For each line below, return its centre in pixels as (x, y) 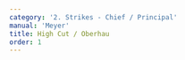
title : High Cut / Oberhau (59, 34)
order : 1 (25, 42)
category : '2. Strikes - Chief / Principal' (93, 17)
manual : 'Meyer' (39, 26)
